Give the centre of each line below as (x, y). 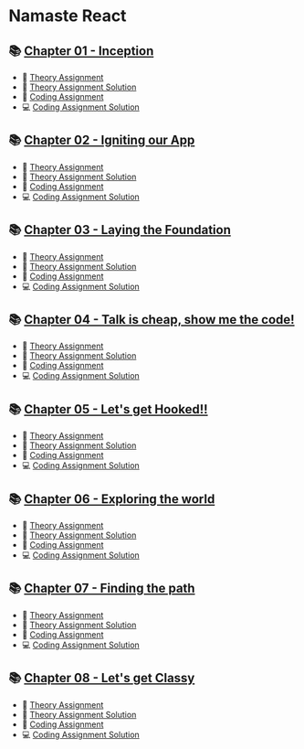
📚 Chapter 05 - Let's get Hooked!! (108, 409)
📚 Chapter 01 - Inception (81, 51)
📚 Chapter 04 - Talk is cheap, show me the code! (152, 320)
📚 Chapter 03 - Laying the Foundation (120, 230)
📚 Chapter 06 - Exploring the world (112, 499)
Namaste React (68, 16)
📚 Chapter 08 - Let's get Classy (102, 678)
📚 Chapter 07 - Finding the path (102, 588)
